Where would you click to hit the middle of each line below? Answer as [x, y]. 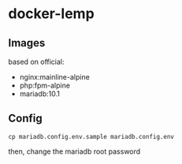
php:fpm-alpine [45, 85]
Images [27, 43]
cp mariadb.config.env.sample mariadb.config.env [91, 136]
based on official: [36, 61]
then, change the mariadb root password [74, 151]
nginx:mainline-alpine [55, 77]
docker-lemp [51, 14]
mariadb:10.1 [40, 94]
